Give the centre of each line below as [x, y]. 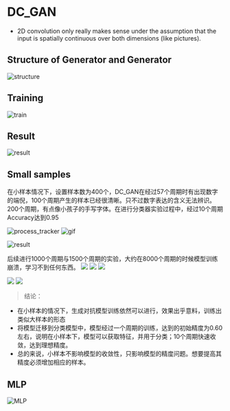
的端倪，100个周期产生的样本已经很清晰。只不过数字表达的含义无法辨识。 [112, 201]
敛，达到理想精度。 [44, 345]
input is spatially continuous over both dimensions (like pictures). [109, 38]
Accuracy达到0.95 [33, 218]
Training [25, 98]
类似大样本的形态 [41, 320]
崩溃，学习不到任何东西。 [43, 267]
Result [21, 136]
